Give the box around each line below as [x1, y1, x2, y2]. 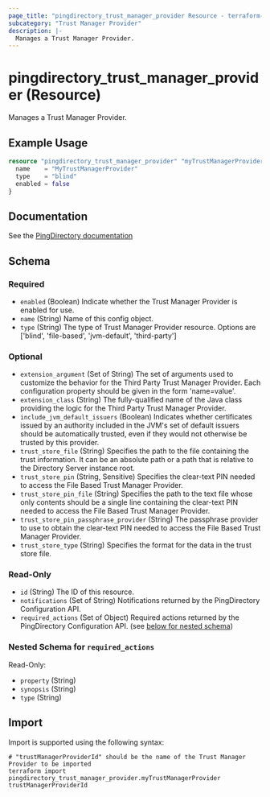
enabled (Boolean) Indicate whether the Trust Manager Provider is [19, 296, 238, 306]
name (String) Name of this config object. [19, 313, 154, 323]
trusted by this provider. [19, 438, 100, 448]
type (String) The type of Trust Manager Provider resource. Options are [19, 322, 256, 332]
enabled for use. [19, 305, 75, 315]
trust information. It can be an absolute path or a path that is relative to [19, 455, 254, 465]
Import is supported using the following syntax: [8, 737, 165, 747]
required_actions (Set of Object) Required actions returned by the [19, 613, 239, 622]
